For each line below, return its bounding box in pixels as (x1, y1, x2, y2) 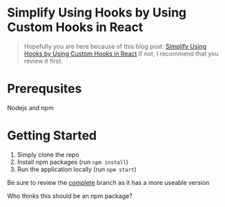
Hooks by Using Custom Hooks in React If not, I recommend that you (23, 50, 219, 58)
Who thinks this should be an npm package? (7, 191, 132, 200)
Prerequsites (7, 81, 82, 97)
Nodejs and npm (7, 103, 54, 111)
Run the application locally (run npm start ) (16, 165, 137, 173)
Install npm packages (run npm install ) (16, 157, 129, 166)
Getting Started (7, 128, 97, 144)
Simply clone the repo (16, 150, 80, 159)
